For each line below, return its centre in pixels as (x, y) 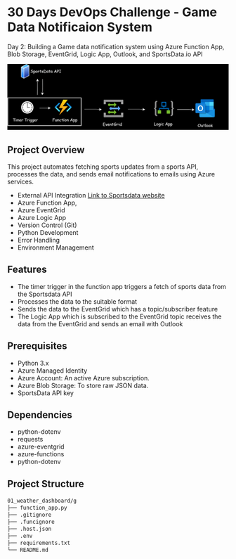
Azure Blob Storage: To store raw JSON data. (83, 385)
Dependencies (40, 415)
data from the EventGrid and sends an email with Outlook (100, 323)
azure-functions (41, 454)
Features (27, 270)
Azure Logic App (42, 218)
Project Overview (46, 149)
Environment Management (56, 248)
